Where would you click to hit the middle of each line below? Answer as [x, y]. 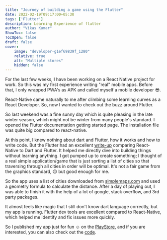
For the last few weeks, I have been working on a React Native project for [80, 80]
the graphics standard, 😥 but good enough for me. [57, 171]
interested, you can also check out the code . [51, 232]
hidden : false [29, 65]
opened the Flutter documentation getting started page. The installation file [82, 125]
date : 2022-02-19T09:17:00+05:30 [40, 14]
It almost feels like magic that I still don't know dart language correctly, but [82, 207]
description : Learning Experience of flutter [53, 24]
